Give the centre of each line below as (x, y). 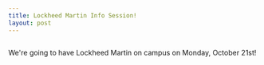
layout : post (30, 23)
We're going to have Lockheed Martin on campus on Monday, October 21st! (132, 52)
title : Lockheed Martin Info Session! (73, 15)
